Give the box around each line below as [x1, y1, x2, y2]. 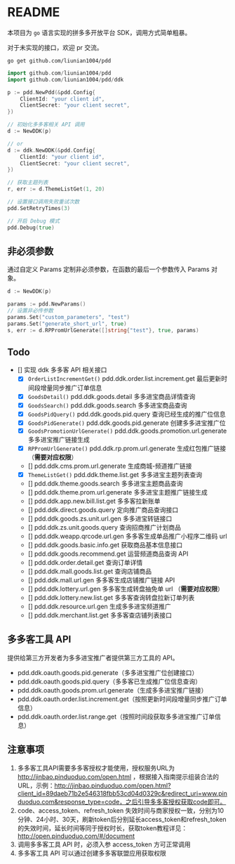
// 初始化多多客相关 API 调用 [7, 121, 86, 129]
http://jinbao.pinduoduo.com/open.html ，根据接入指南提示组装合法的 [17, 772, 220, 780]
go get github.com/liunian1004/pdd [7, 57, 112, 64]
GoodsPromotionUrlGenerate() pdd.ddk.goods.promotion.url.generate [27, 426, 227, 435]
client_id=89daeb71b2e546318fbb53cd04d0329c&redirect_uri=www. [17, 789, 219, 797]
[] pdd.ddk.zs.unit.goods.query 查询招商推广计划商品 [27, 523, 181, 531]
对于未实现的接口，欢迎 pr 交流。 [7, 43, 103, 51]
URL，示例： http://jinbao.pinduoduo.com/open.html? [17, 781, 171, 790]
